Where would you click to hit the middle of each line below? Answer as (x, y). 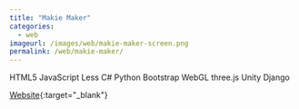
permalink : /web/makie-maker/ (67, 52)
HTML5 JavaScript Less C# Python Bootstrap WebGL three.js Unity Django (150, 77)
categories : (32, 26)
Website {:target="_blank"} (59, 95)
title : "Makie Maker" (50, 18)
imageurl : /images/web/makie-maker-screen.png (99, 43)
